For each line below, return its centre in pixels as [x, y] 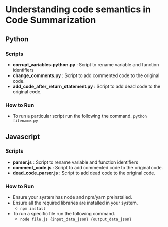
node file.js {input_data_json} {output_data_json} [76, 220]
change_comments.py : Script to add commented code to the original [86, 75]
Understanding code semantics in [78, 9]
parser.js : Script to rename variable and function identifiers [75, 162]
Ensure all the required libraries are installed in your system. [75, 203]
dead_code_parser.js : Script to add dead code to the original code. [84, 173]
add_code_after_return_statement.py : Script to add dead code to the [87, 86]
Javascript [23, 136]
